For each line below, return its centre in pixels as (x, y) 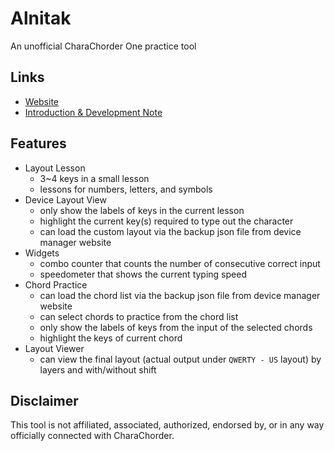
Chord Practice (56, 284)
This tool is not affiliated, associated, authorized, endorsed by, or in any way (167, 425)
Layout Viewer (54, 348)
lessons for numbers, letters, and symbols (126, 189)
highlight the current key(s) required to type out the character (166, 221)
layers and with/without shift (98, 369)
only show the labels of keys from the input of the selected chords (176, 327)
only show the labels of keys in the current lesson (142, 210)
